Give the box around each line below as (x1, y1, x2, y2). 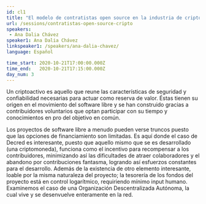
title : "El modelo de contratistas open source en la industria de (6, 15, 183, 21)
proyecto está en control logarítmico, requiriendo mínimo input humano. (6, 178, 188, 186)
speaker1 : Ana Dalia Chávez (6, 37, 78, 43)
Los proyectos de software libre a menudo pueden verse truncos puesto (6, 126, 189, 134)
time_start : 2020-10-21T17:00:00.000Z (6, 59, 105, 66)
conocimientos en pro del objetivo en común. (6, 114, 121, 121)
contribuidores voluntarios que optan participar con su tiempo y (6, 108, 167, 115)
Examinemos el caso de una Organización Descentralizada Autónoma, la (6, 184, 189, 192)
